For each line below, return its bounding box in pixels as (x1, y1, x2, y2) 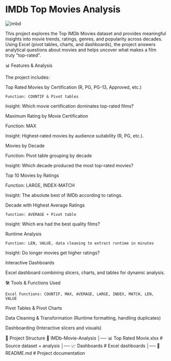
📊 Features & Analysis (5, 62, 53, 69)
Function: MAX (5, 123, 37, 129)
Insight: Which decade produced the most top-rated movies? (5, 162, 134, 168)
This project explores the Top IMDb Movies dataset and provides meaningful (5, 30, 166, 36)
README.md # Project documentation (5, 350, 85, 356)
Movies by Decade (5, 142, 45, 149)
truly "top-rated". (5, 52, 41, 58)
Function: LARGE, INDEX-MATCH (5, 182, 75, 188)
